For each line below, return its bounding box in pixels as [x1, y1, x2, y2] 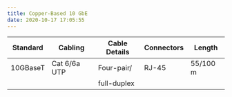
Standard [12, 43, 43, 52]
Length [194, 43, 218, 52]
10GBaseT [10, 63, 45, 72]
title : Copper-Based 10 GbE [7, 10, 88, 17]
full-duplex [97, 78, 135, 88]
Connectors [144, 43, 184, 52]
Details [106, 47, 130, 56]
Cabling [58, 43, 85, 52]
